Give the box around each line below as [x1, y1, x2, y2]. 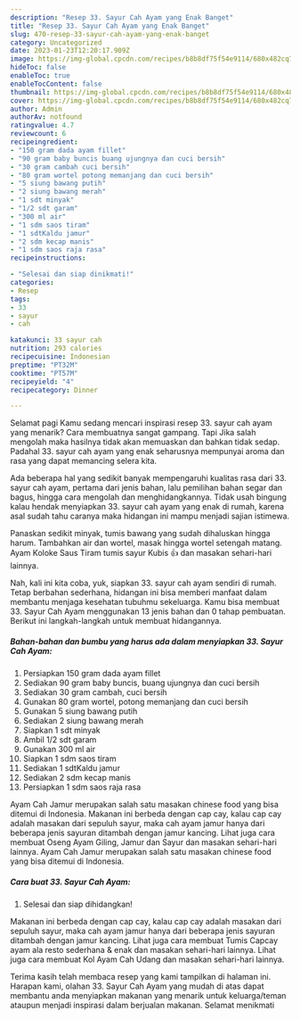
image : [10, 54, 35, 63]
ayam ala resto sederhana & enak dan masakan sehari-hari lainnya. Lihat [10, 945, 277, 956]
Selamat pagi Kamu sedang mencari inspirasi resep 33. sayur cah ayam [10, 418, 272, 428]
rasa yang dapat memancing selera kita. [10, 456, 158, 467]
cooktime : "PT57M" [10, 369, 78, 377]
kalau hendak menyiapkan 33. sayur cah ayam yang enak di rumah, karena [10, 501, 284, 512]
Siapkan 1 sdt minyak [22, 725, 101, 736]
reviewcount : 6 [10, 129, 67, 138]
